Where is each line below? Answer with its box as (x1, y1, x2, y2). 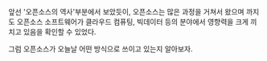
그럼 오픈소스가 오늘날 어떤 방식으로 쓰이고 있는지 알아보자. (8, 44, 193, 54)
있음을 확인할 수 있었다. (23, 27, 97, 36)
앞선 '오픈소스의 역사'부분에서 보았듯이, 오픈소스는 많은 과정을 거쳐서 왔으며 (8, 7, 244, 16)
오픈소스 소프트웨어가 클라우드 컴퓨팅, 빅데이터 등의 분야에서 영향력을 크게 (16, 17, 249, 26)
